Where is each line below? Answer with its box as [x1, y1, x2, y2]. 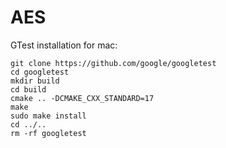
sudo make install [10, 111, 87, 121]
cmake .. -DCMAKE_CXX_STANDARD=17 [10, 93, 155, 103]
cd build [10, 84, 47, 95]
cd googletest [10, 67, 70, 77]
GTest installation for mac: [10, 39, 118, 51]
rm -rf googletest [10, 128, 87, 138]
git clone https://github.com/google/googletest [10, 58, 217, 68]
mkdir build [10, 76, 60, 86]
